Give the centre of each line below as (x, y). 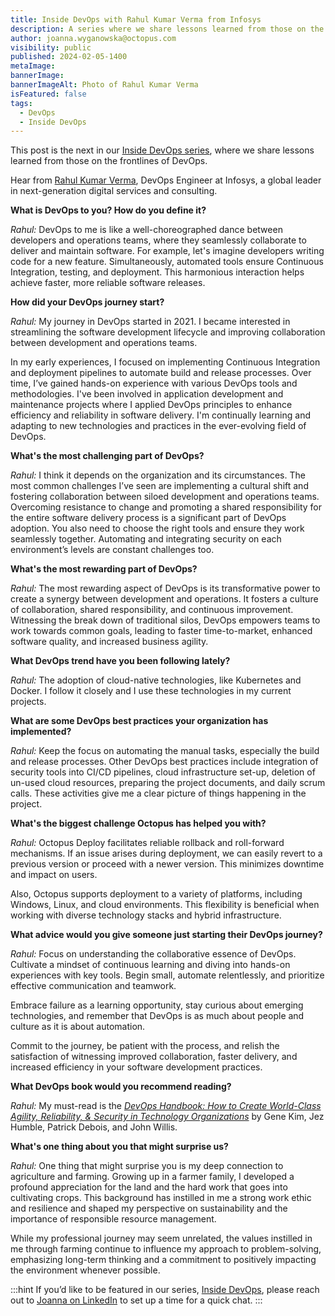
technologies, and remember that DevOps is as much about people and (157, 1016)
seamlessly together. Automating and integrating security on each (146, 539)
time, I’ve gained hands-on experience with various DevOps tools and (154, 383)
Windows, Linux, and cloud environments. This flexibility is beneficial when (165, 905)
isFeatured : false (48, 94)
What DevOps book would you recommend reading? (121, 1087)
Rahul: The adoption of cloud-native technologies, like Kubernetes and (156, 680)
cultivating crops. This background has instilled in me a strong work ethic (161, 1198)
